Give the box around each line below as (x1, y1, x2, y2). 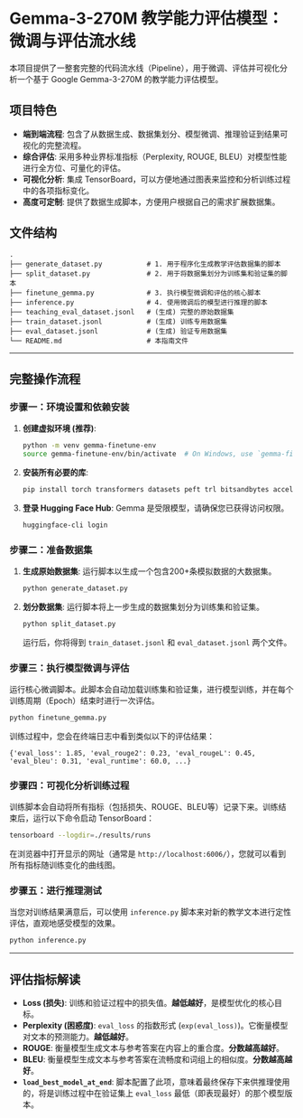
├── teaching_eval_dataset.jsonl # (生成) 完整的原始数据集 (9, 307, 234, 316)
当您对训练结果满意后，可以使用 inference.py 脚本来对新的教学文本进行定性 (9, 907, 291, 917)
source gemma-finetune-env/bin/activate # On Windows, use (22, 449, 253, 459)
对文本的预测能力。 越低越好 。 (22, 1031, 133, 1042)
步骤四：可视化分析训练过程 (9, 779, 130, 792)
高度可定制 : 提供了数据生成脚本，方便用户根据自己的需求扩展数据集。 (22, 196, 280, 207)
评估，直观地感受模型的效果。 (9, 918, 120, 929)
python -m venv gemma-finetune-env (22, 441, 157, 450)
